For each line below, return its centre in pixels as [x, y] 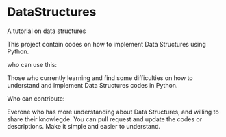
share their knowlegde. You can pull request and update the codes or [105, 119]
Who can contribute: [36, 98]
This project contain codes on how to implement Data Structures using [107, 44]
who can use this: [32, 64]
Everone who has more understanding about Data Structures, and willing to [113, 112]
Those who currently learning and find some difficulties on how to [100, 78]
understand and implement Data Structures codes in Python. [92, 85]
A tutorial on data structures [47, 31]
